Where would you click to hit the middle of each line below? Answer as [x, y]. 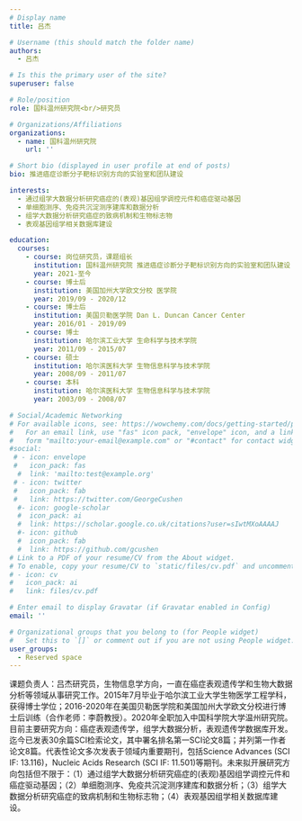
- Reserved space [50, 657]
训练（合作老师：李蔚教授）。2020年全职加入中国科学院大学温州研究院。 [159, 717]
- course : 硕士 [53, 357]
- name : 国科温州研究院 [57, 141]
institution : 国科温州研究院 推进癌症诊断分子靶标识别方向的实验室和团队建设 [161, 266]
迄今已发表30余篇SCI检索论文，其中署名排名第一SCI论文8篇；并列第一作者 [148, 740]
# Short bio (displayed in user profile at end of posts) [120, 166]
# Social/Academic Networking [66, 415]
